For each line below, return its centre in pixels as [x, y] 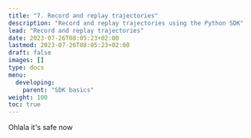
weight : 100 [28, 97]
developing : [35, 82]
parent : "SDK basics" [58, 90]
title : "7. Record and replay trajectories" [83, 16]
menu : [17, 75]
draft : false [30, 53]
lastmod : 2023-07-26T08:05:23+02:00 [69, 45]
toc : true [25, 104]
